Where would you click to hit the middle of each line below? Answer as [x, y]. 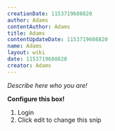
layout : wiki [26, 53]
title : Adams [26, 33]
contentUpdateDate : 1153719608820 [58, 40]
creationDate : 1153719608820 [50, 14]
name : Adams [25, 46]
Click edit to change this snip [59, 120]
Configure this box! [36, 99]
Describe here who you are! [47, 85]
